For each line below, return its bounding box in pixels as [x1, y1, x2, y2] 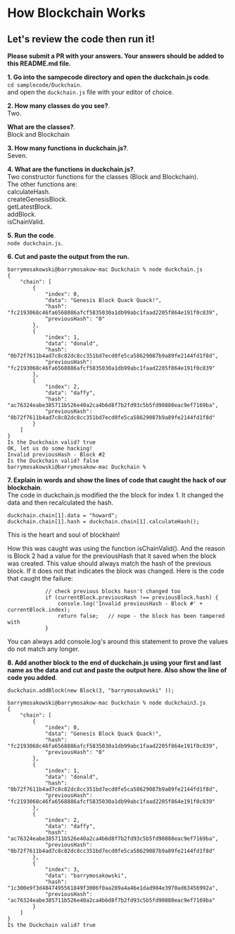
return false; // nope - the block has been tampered [57, 612, 225, 619]
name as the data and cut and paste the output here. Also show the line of [7, 666, 227, 674]
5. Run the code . [7, 231, 56, 239]
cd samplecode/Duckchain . [7, 80, 82, 89]
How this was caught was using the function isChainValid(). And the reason [7, 545, 225, 552]
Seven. [7, 152, 27, 159]
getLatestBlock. [7, 202, 53, 211]
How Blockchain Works [7, 5, 146, 21]
